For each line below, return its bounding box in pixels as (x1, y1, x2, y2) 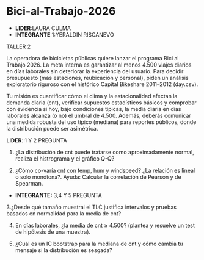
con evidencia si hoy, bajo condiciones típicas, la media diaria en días (6, 105, 181, 112)
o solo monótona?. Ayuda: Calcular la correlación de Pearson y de (15, 173, 181, 181)
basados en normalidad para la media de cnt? (6, 209, 122, 217)
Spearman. (15, 179, 43, 187)
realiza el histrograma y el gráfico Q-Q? (15, 154, 115, 162)
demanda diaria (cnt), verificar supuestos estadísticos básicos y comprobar (6, 99, 197, 106)
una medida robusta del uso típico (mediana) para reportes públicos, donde (6, 118, 197, 126)
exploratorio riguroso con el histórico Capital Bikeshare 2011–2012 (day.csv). (6, 81, 199, 88)
